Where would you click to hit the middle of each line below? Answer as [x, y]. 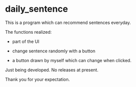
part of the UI [26, 41]
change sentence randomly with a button [54, 51]
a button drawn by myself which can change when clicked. [72, 60]
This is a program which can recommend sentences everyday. [68, 22]
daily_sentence [37, 9]
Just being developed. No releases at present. [52, 70]
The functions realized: [28, 32]
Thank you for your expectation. [38, 79]
